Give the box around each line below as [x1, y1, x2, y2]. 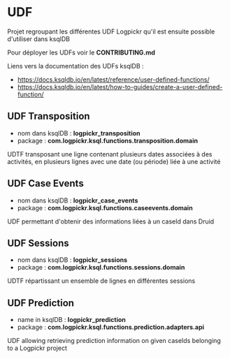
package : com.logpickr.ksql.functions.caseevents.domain [17, 203, 194, 212]
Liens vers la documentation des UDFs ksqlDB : [7, 61, 145, 70]
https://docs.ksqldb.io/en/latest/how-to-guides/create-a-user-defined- [17, 82, 223, 91]
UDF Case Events [7, 177, 84, 189]
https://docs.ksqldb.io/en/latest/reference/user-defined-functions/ [17, 75, 210, 84]
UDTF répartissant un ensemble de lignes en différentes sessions [7, 277, 196, 285]
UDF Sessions [7, 237, 70, 249]
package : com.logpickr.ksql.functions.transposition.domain [17, 136, 198, 145]
